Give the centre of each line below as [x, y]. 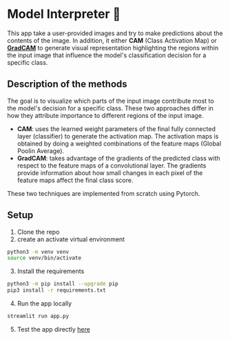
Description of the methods [67, 84]
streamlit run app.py [38, 317]
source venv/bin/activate [44, 258]
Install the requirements [51, 271]
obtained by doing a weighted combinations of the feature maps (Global [119, 143]
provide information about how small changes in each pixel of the [110, 172]
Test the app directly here [54, 329]
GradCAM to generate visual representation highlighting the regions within [113, 48]
